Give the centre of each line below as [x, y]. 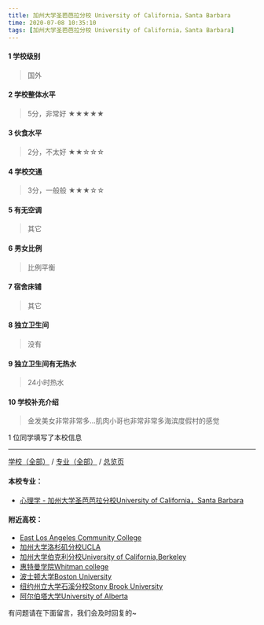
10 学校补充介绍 [33, 402]
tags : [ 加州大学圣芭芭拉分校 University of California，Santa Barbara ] [121, 30]
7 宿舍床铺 [25, 287]
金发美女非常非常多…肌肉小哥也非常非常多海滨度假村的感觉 [123, 421]
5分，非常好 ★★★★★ [66, 113]
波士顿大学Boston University [66, 576]
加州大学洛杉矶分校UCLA [60, 546]
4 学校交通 [25, 171]
